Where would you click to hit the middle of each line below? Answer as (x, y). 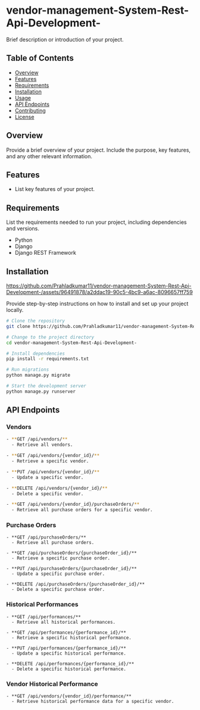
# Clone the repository (36, 321)
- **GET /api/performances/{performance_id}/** (66, 632)
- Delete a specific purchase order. (58, 590)
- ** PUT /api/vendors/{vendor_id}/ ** (53, 472)
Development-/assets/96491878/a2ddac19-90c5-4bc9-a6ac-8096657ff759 (100, 292)
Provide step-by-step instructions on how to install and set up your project (97, 304)
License (24, 117)
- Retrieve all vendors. (42, 445)
